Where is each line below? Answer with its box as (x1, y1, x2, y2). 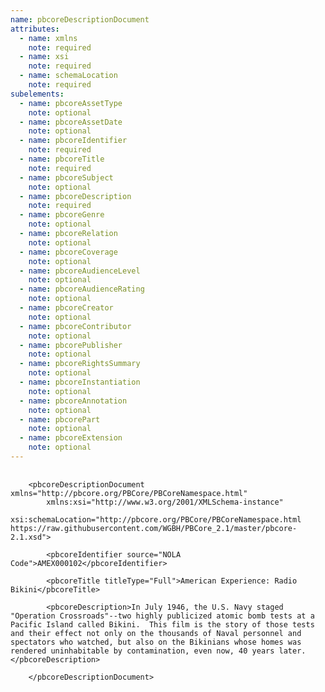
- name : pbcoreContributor (19, 321, 132, 331)
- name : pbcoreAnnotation (19, 396, 128, 406)
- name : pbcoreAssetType (19, 98, 123, 108)
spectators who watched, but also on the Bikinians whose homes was (10, 637, 302, 647)
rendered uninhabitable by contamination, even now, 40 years (10, 646, 275, 656)
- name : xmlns (19, 33, 78, 43)
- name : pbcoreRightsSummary (19, 359, 141, 369)
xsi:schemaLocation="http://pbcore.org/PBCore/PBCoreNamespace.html (10, 514, 302, 525)
